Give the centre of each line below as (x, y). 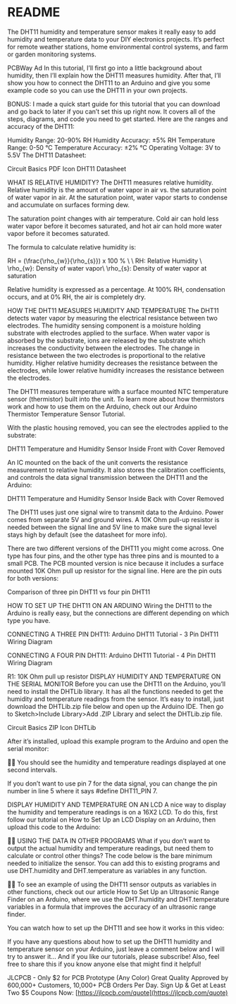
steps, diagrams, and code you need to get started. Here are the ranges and (118, 119)
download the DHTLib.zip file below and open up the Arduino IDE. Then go (116, 706)
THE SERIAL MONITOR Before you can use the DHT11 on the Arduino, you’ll (117, 683)
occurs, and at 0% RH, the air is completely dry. (77, 297)
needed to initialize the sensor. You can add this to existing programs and (114, 863)
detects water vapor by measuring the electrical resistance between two (113, 318)
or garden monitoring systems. (52, 54)
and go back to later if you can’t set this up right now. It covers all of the (112, 111)
